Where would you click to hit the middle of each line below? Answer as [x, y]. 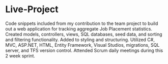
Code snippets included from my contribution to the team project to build [82, 23]
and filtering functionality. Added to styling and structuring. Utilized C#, [80, 40]
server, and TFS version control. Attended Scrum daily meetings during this [84, 50]
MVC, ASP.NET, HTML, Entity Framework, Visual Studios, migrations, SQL [82, 45]
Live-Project [32, 9]
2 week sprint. [20, 56]
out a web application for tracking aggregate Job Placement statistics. [79, 28]
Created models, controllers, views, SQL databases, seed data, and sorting [84, 34]
